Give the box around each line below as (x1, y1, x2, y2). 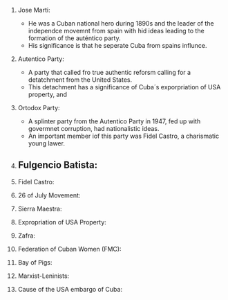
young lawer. (28, 139, 65, 148)
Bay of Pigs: (17, 258, 53, 266)
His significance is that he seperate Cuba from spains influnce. (28, 42, 207, 49)
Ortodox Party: (17, 104, 61, 112)
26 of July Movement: (17, 191, 81, 200)
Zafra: (17, 231, 35, 240)
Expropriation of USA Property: (17, 218, 106, 226)
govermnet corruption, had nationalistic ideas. (28, 125, 160, 132)
